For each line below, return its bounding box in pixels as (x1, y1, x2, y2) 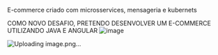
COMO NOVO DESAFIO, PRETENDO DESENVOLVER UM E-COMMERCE (7, 19, 211, 27)
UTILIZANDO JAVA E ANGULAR (7, 27, 98, 34)
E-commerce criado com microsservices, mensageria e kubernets (7, 6, 197, 14)
